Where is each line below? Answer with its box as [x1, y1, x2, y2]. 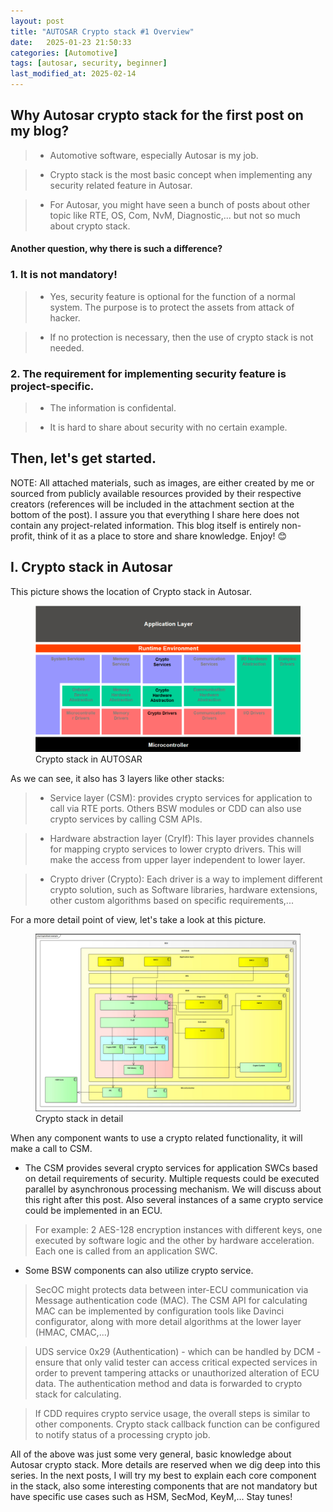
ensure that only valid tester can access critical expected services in [34, 1356, 318, 1368]
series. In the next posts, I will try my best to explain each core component [10, 1469, 317, 1481]
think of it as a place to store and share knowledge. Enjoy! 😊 [37, 530, 288, 542]
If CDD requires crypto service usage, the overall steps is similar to [34, 1407, 311, 1419]
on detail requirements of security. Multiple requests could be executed [24, 1172, 320, 1184]
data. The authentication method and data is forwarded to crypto [34, 1377, 303, 1389]
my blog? [10, 123, 70, 140]
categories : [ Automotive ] [10, 48, 118, 58]
